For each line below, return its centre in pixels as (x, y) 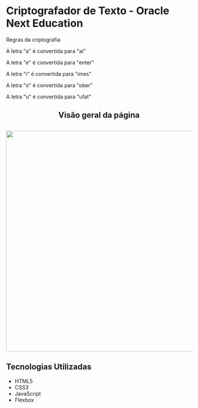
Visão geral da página (99, 115)
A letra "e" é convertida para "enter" (50, 62)
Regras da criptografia (33, 39)
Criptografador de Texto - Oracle (88, 11)
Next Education (45, 23)
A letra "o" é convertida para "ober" (49, 85)
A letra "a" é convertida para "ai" (46, 51)
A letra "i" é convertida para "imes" (49, 74)
